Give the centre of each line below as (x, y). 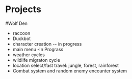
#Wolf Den (17, 23)
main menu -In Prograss (38, 49)
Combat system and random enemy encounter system (70, 71)
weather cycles (29, 55)
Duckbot (22, 38)
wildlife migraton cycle (36, 60)
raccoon (21, 33)
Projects (23, 9)
